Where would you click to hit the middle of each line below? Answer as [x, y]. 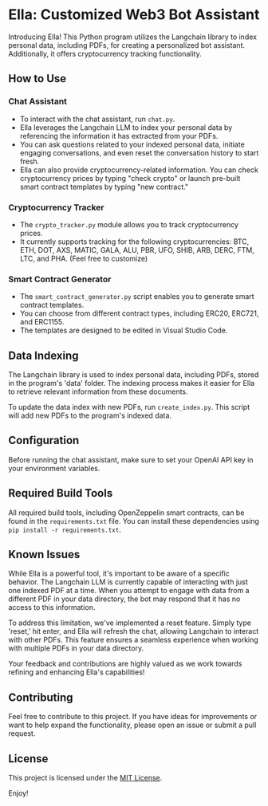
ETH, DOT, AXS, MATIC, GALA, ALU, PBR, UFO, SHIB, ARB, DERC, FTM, [137, 250]
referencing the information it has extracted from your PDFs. [119, 136]
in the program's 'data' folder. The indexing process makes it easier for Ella [132, 383]
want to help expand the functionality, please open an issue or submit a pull [132, 725]
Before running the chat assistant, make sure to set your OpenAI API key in [131, 459]
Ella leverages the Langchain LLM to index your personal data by [126, 127]
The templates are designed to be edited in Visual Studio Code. [124, 330]
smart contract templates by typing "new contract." [104, 187]
